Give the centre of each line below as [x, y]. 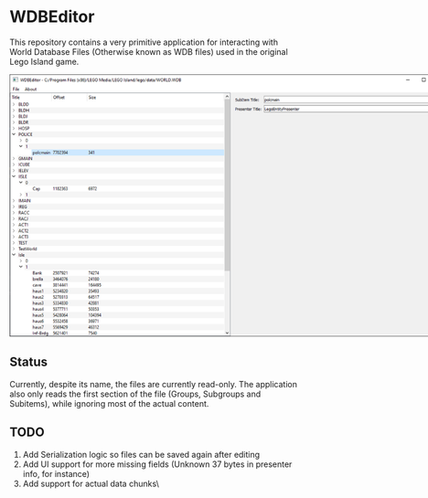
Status [29, 362]
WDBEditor [52, 17]
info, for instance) [56, 473]
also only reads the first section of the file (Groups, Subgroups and [135, 394]
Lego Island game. [44, 61]
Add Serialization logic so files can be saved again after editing [141, 454]
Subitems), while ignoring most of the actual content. [109, 403]
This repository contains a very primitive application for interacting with [144, 42]
